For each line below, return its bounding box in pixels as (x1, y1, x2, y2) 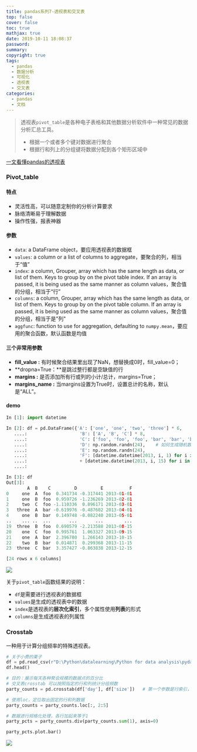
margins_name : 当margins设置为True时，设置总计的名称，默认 (14, 380, 169, 388)
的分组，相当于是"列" (14, 315, 66, 322)
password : (6, 42, 30, 48)
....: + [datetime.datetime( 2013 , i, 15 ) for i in (13, 458, 191, 464)
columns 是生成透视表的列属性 (14, 613, 85, 620)
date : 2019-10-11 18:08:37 (6, 36, 72, 42)
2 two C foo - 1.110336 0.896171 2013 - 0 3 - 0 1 (6, 502, 133, 507)
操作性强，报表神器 (14, 217, 62, 224)
